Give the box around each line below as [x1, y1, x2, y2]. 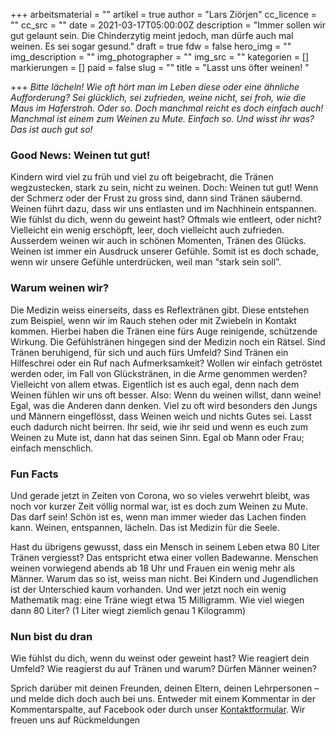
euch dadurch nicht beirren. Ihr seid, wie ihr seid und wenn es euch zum [10, 420, 309, 433]
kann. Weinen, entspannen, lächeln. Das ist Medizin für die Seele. [10, 521, 280, 533]
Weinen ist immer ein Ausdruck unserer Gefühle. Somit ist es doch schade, [10, 245, 319, 258]
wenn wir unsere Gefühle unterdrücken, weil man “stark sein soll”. [10, 256, 282, 268]
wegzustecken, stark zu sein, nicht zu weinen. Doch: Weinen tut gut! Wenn [10, 182, 319, 194]
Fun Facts [10, 467, 59, 481]
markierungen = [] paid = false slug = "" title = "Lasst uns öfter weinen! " [10, 62, 310, 73]
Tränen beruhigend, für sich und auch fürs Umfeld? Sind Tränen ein [10, 346, 289, 358]
